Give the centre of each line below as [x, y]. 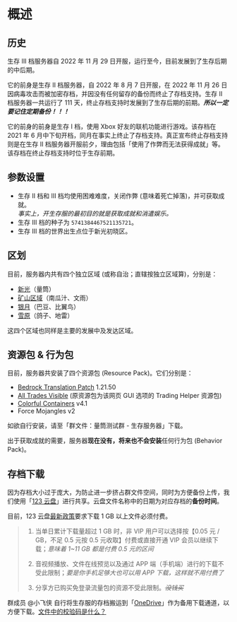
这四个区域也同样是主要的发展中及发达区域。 [72, 330]
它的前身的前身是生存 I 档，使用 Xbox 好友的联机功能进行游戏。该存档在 [112, 127]
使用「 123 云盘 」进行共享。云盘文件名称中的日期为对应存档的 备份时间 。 [118, 501]
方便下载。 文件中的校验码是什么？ [57, 611]
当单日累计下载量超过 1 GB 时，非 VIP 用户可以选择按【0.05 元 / [127, 532]
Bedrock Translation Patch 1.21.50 [67, 387]
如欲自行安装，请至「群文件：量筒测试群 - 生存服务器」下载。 [97, 426]
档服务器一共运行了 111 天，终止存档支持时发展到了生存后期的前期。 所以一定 [118, 102]
